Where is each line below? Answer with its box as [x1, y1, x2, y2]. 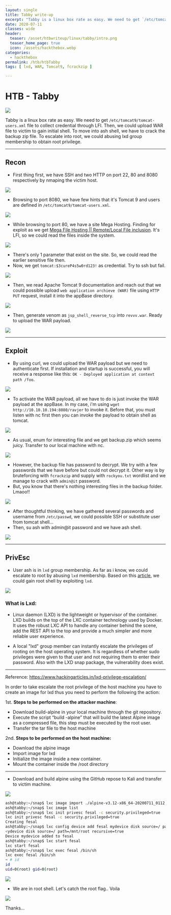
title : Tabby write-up [5, 12, 53, 17]
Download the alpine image [12, 744, 70, 751]
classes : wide [5, 26, 36, 32]
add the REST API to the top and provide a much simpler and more [12, 627, 152, 634]
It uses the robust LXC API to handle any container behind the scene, [12, 622, 158, 628]
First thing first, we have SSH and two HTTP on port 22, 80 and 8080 [12, 172, 158, 178]
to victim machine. [12, 781, 52, 787]
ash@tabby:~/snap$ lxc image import [5, 800, 83, 806]
